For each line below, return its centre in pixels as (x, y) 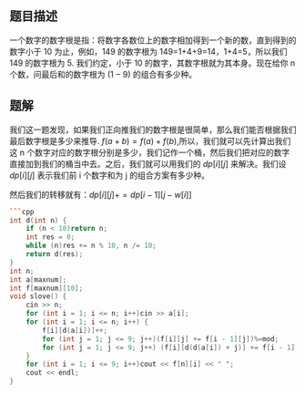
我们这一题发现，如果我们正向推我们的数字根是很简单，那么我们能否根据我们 (153, 130)
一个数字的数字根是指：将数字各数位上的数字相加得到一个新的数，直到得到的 (153, 40)
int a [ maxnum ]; (38, 280)
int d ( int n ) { (38, 220)
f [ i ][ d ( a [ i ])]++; (75, 330)
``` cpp (22, 212)
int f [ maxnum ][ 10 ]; (46, 288)
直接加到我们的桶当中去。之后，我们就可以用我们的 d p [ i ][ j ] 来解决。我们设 (148, 163)
